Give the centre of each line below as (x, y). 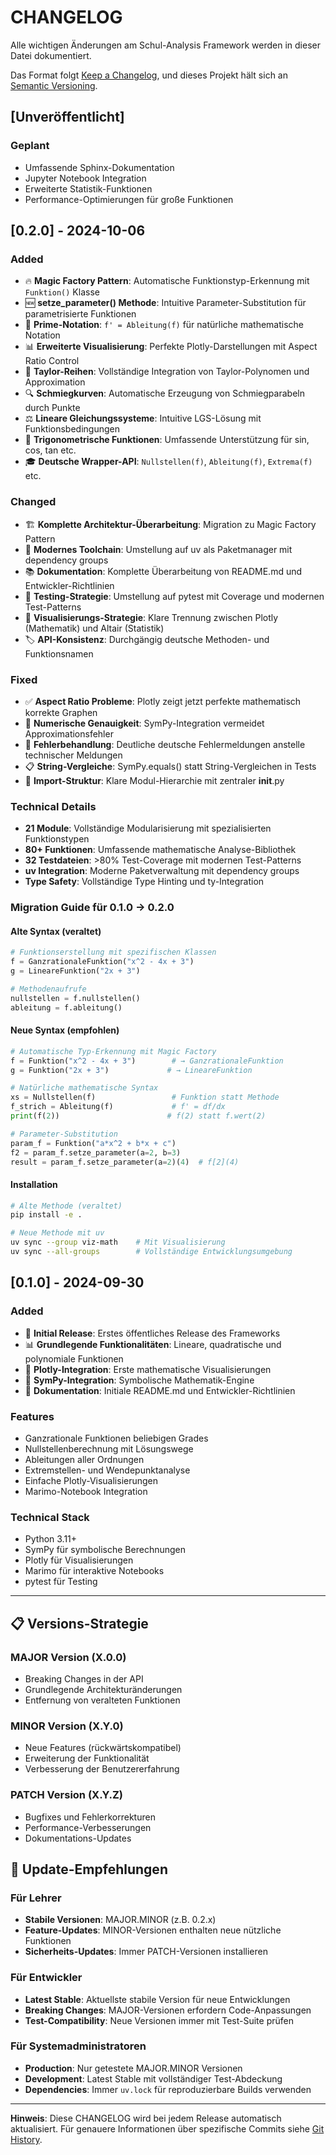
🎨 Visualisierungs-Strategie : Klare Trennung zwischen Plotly (151, 617)
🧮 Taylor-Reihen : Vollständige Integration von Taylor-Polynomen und (167, 372)
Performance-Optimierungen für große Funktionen (129, 199)
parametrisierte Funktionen (80, 314)
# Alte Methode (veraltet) (66, 1206)
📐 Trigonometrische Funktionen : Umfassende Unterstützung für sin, (167, 440)
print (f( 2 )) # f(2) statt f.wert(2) (138, 1116)
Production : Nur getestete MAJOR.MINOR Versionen (133, 2068)
